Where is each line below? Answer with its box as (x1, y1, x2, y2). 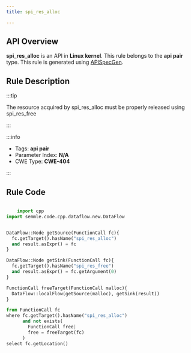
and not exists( (22, 318, 63, 325)
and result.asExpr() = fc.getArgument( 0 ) (11, 269, 117, 275)
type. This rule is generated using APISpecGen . (6, 58, 124, 66)
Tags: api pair (14, 145, 50, 152)
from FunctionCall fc (6, 307, 61, 313)
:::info (6, 134, 20, 141)
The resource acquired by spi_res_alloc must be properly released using (6, 103, 185, 111)
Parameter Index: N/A (14, 152, 69, 159)
